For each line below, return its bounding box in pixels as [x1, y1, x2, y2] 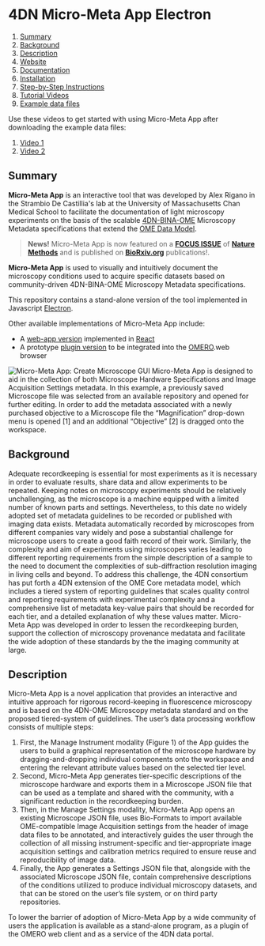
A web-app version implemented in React [19, 334, 155, 343]
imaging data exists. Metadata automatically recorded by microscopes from [8, 519, 255, 529]
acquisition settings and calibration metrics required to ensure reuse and [19, 847, 257, 857]
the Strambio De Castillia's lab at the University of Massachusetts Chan [8, 198, 240, 208]
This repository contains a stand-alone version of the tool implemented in [8, 295, 248, 304]
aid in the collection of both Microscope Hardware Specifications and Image [8, 374, 256, 384]
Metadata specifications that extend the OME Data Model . [8, 224, 197, 233]
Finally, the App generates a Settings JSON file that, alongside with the [19, 864, 251, 873]
